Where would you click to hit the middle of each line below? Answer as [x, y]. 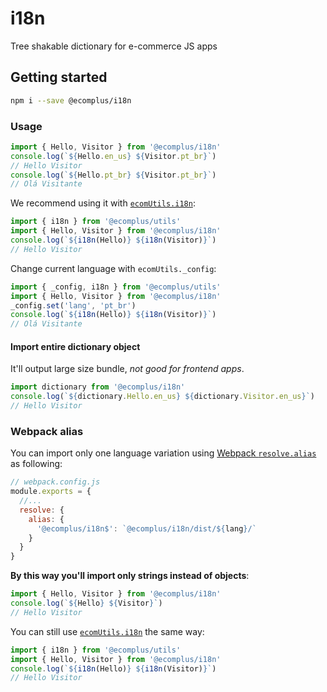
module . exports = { [51, 492]
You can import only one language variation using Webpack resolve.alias [163, 453]
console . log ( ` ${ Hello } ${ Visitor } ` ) [86, 603]
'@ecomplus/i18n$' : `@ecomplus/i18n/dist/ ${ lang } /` [146, 528]
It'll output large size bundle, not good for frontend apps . [127, 369]
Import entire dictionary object [75, 346]
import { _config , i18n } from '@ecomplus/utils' [116, 287]
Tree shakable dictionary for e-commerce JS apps [114, 46]
